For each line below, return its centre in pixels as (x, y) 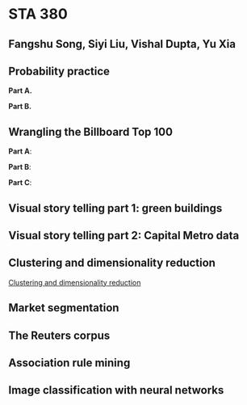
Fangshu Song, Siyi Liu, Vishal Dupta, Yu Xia (122, 44)
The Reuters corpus (59, 335)
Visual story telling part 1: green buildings (115, 208)
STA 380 (38, 14)
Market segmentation (64, 308)
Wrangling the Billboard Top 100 (91, 131)
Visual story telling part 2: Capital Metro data (124, 235)
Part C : (20, 183)
